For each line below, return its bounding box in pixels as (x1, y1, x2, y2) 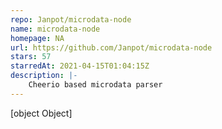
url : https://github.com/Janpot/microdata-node (10, 42, 213, 53)
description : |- (10, 71, 78, 81)
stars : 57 (10, 52, 52, 62)
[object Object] (10, 107, 73, 119)
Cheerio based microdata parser (28, 80, 163, 90)
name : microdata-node (10, 24, 101, 34)
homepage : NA (10, 33, 65, 43)
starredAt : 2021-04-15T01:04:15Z (10, 61, 150, 71)
